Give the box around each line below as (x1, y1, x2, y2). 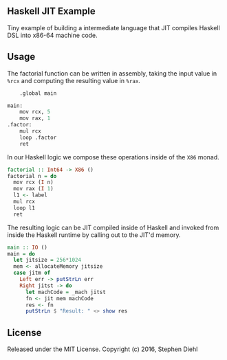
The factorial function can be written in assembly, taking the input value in (7, 69, 217, 78)
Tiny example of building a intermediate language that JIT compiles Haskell (7, 23, 220, 32)
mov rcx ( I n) (13, 179, 54, 186)
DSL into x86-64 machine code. (7, 31, 98, 39)
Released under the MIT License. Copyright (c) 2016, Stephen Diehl (7, 345, 198, 353)
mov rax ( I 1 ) (13, 185, 54, 192)
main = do (7, 250, 36, 257)
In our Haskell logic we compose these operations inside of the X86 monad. (7, 153, 220, 161)
